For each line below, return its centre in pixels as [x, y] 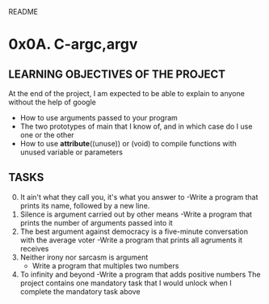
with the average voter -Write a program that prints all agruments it [131, 240]
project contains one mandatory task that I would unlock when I [126, 283]
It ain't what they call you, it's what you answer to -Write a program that [139, 196]
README [23, 12]
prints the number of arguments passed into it [97, 222]
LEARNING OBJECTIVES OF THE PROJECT [117, 74]
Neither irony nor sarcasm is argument [84, 257]
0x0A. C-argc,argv [73, 44]
